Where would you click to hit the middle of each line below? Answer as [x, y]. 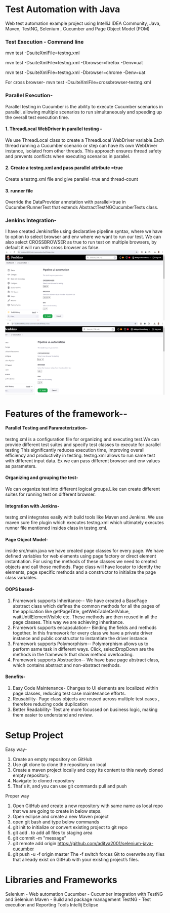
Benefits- [15, 677]
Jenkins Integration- [31, 220]
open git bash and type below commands [56, 822]
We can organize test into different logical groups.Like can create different [83, 489]
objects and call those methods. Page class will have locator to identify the [83, 567]
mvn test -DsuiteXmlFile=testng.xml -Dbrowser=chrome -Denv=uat [75, 72]
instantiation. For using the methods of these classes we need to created [81, 562]
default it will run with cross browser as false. [52, 248]
